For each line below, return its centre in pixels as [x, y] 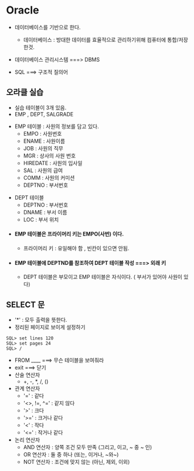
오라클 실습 [25, 92]
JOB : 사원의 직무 [43, 148]
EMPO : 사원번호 [42, 133]
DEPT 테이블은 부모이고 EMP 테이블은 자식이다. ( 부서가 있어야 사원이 [103, 277]
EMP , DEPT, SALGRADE [44, 114]
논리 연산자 [27, 440]
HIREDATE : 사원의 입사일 [53, 163]
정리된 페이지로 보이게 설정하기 [50, 327]
